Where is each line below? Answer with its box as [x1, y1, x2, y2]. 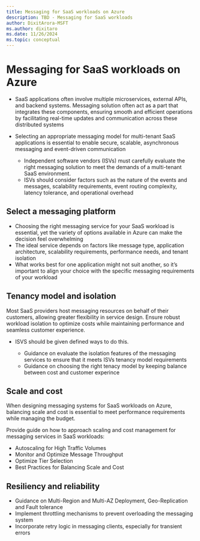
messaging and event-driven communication [14, 145, 126, 152]
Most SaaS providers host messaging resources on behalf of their [6, 307, 169, 314]
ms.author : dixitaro [6, 25, 58, 32]
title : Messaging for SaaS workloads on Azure [6, 8, 125, 15]
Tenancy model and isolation [6, 291, 117, 301]
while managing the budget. [6, 415, 76, 422]
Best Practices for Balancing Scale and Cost [14, 464, 124, 471]
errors [14, 529, 31, 536]
